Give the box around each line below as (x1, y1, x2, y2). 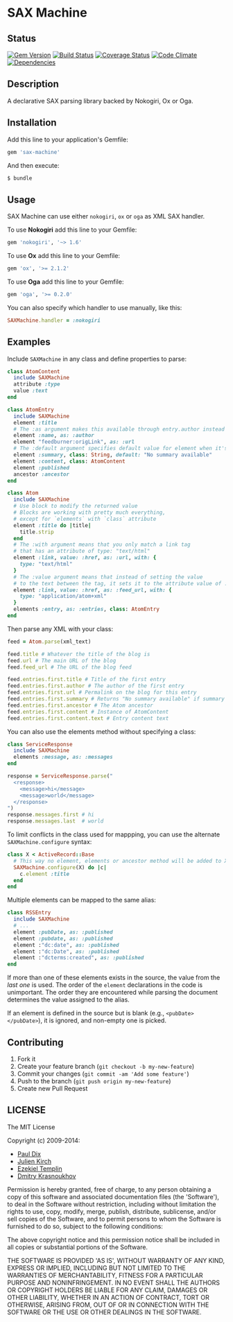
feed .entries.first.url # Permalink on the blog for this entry (7, 689, 197, 696)
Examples (7, 336, 51, 348)
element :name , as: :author (13, 432, 95, 439)
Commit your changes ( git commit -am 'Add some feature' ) (17, 1070, 189, 1078)
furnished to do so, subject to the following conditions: (7, 1222, 163, 1230)
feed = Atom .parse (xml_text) (7, 638, 92, 645)
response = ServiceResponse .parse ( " (7, 773, 113, 780)
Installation (7, 117, 57, 129)
